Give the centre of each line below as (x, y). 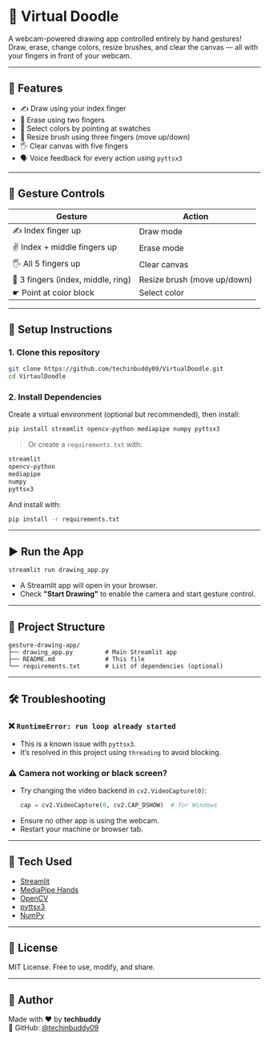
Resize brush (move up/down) (196, 279)
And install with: (35, 504)
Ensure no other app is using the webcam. (90, 820)
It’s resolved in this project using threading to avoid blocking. (120, 752)
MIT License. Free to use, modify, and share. (82, 967)
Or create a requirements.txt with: (85, 445)
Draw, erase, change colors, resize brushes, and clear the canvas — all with (133, 47)
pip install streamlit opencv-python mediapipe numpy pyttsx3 (114, 429)
